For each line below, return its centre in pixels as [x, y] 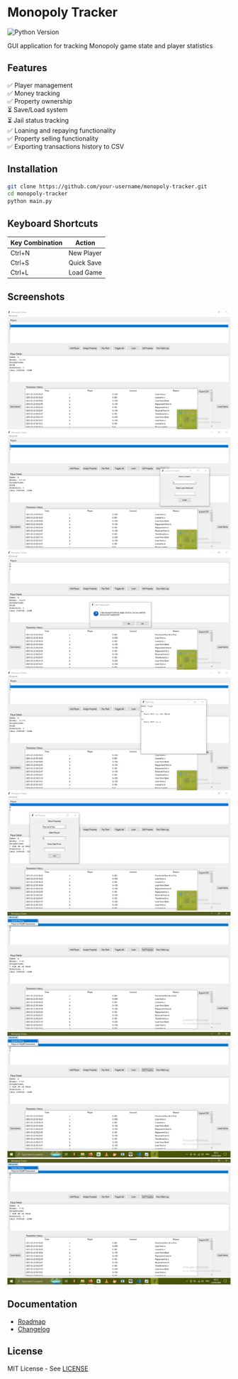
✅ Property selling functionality [53, 138]
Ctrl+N [20, 253]
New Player [85, 253]
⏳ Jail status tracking [38, 120]
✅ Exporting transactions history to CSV [66, 146]
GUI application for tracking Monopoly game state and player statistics [110, 45]
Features [27, 68]
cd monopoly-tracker [38, 194]
